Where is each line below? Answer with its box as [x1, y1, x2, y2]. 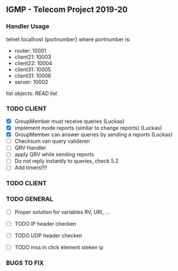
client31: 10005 [14, 66, 52, 73]
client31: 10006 [14, 72, 52, 79]
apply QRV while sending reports [14, 151, 94, 158]
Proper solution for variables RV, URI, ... [14, 208, 110, 215]
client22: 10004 [14, 59, 53, 66]
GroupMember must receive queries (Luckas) [14, 118, 125, 125]
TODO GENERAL [6, 195, 54, 203]
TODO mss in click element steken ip [14, 243, 104, 250]
